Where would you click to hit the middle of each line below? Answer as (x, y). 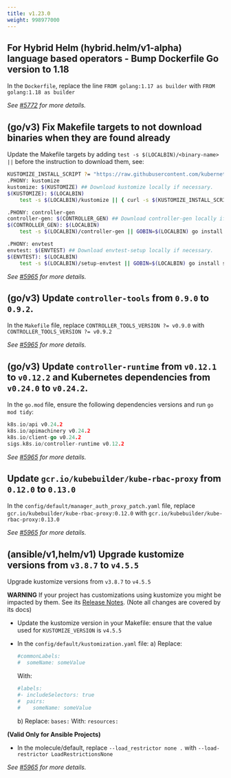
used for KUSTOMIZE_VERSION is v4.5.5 (69, 631)
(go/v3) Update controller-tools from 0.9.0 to (108, 298)
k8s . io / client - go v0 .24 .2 (44, 437)
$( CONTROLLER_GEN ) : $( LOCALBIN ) (53, 225)
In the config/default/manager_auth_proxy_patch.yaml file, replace (101, 506)
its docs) (20, 610)
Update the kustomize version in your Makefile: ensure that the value (114, 623)
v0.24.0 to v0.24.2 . (47, 388)
